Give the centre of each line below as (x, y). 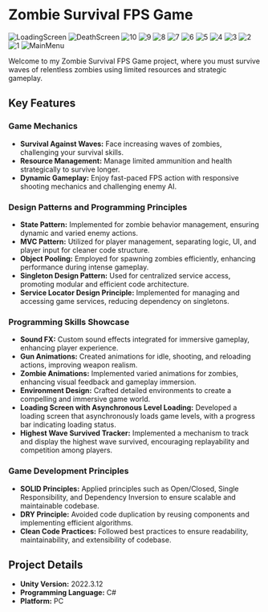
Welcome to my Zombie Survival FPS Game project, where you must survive (134, 61)
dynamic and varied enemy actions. (79, 233)
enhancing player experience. (69, 348)
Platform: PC (42, 601)
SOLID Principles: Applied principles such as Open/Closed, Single (129, 488)
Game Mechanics (43, 126)
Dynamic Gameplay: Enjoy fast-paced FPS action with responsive (129, 177)
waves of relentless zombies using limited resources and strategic (118, 69)
